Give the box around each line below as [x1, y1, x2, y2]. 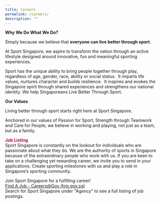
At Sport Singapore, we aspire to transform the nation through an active [5, 48, 149, 54]
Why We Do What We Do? [5, 30, 59, 36]
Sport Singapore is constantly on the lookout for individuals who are [5, 143, 141, 148]
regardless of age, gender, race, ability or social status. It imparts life [5, 74, 144, 80]
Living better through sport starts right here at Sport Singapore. [5, 108, 133, 114]
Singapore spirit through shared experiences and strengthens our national [5, 84, 154, 90]
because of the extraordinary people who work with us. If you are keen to [5, 153, 153, 159]
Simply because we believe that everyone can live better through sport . [5, 39, 151, 45]
